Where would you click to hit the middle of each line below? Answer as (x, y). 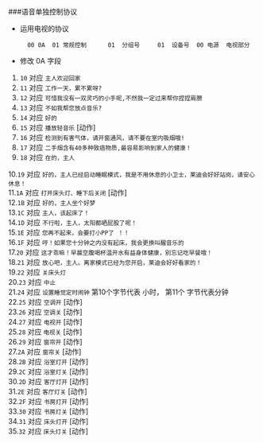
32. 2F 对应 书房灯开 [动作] (48, 401)
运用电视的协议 (44, 29)
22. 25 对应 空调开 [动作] (46, 302)
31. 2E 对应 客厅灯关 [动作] (48, 391)
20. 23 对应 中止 (32, 282)
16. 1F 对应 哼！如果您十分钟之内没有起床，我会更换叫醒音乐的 (96, 242)
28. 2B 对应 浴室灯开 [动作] (48, 361)
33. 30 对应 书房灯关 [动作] (48, 411)
